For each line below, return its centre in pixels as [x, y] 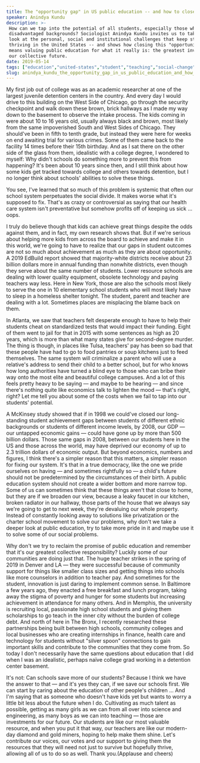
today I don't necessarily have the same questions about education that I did [100, 653]
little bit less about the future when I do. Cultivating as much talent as [91, 703]
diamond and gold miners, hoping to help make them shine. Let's [96, 735]
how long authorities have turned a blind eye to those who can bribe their [96, 371]
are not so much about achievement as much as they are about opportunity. [99, 252]
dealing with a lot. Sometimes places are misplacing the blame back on [93, 303]
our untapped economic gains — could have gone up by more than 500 [94, 433]
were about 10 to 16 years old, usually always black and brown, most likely [97, 121]
